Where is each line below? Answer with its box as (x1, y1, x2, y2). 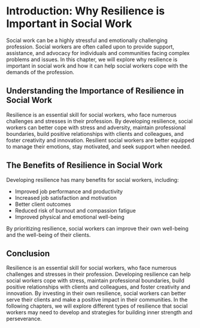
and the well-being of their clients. (6, 231, 91, 238)
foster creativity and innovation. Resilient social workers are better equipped (6, 136, 195, 144)
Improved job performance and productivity (14, 187, 123, 195)
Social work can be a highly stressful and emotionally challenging (6, 37, 168, 44)
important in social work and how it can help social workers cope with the (6, 62, 188, 69)
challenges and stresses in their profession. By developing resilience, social (6, 117, 193, 124)
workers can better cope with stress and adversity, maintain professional (6, 124, 186, 131)
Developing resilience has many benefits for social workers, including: (6, 176, 179, 183)
